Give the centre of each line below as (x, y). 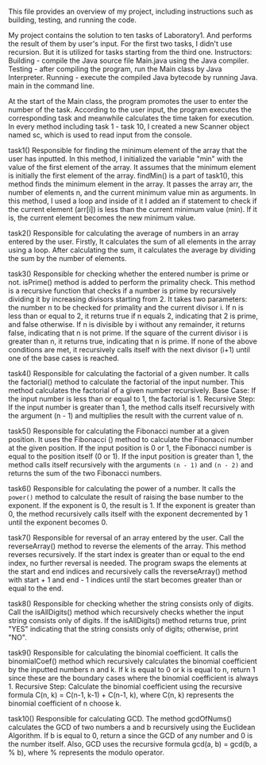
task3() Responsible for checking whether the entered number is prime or (129, 274)
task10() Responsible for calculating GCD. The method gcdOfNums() (120, 719)
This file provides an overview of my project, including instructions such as (131, 12)
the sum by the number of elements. (67, 258)
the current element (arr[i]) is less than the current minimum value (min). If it (133, 209)
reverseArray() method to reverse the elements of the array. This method (127, 546)
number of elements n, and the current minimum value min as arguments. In (132, 192)
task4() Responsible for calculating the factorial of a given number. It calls (129, 373)
